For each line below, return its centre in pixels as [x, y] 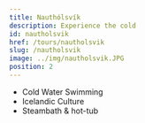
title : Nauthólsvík [45, 17]
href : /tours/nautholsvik [57, 42]
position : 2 [31, 67]
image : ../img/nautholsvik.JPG [67, 58]
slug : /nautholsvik [45, 50]
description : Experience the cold [73, 26]
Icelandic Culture [53, 101]
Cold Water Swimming [62, 92]
